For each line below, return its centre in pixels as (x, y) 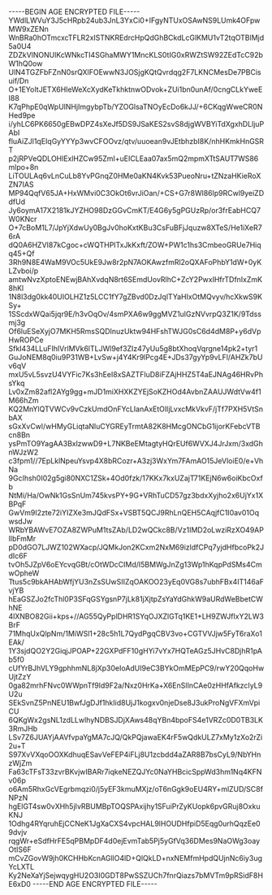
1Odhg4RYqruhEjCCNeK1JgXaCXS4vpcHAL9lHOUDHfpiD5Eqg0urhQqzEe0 (135, 823)
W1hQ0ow (26, 63)
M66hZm (24, 400)
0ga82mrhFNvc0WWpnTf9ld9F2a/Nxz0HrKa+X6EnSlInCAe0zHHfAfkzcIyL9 (136, 685)
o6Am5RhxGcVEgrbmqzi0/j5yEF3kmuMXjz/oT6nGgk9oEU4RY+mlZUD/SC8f (136, 789)
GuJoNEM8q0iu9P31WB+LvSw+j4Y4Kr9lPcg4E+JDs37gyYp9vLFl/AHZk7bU (136, 357)
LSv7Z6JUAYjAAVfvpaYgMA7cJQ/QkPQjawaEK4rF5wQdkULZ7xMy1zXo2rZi (136, 737)
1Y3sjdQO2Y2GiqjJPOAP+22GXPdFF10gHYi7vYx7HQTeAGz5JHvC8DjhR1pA (135, 651)
